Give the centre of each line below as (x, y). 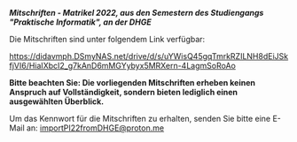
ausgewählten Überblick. (57, 101)
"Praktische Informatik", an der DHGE (81, 22)
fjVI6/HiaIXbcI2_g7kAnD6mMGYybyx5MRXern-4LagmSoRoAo (123, 66)
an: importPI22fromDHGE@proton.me (95, 128)
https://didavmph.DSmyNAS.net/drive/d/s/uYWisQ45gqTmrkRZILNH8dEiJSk (149, 56)
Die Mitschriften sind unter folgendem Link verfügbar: (107, 39)
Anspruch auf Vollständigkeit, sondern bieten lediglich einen (123, 92)
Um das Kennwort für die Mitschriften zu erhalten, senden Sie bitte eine (140, 119)
